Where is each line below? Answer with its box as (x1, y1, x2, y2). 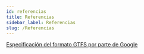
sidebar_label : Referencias (6, 19, 76, 25)
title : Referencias (6, 14, 55, 20)
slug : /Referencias (6, 25, 55, 31)
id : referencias (6, 8, 46, 15)
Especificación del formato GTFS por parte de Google (6, 41, 138, 48)
